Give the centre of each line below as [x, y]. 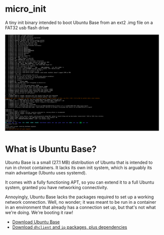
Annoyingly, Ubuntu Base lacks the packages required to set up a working [79, 197]
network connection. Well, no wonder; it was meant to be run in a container [81, 202]
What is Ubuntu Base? [51, 149]
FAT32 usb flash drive [27, 27]
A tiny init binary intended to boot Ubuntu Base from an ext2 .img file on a [79, 22]
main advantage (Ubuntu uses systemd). [46, 173]
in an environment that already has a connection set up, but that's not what [81, 207]
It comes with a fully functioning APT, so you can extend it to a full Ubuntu [80, 182]
